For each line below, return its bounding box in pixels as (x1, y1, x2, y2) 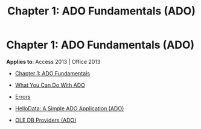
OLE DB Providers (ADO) (14, 116, 77, 124)
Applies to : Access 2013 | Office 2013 (6, 58, 101, 65)
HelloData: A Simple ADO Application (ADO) (14, 104, 124, 112)
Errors (14, 93, 31, 100)
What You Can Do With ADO (14, 81, 86, 89)
